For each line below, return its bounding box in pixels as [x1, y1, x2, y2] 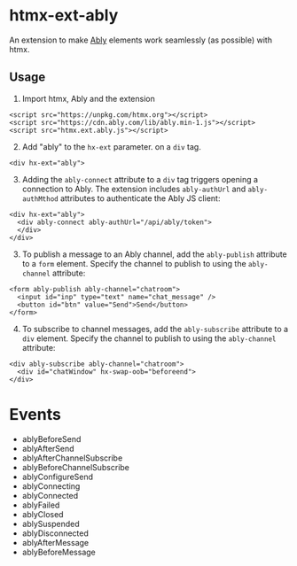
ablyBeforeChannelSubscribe [21, 461, 130, 472]
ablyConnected [21, 490, 79, 500]
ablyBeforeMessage [21, 547, 96, 557]
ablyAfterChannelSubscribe [21, 453, 123, 463]
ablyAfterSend [21, 443, 74, 454]
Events [9, 404, 62, 424]
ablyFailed [21, 500, 60, 510]
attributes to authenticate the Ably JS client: [60, 192, 221, 204]
